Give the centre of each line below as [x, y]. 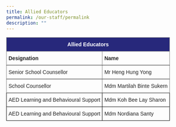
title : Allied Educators [37, 12]
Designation [24, 58]
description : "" [26, 23]
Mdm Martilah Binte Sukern [136, 86]
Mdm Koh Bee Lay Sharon [135, 100]
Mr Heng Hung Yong [128, 72]
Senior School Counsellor [38, 72]
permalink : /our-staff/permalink [48, 17]
